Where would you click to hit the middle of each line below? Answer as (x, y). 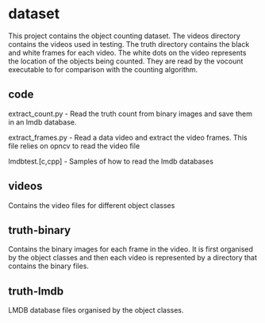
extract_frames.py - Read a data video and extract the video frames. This (128, 137)
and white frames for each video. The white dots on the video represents (127, 52)
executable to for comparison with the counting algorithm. (103, 69)
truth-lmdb (36, 291)
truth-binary (40, 230)
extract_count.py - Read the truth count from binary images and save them (130, 113)
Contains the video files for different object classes (92, 205)
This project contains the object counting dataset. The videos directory (124, 36)
